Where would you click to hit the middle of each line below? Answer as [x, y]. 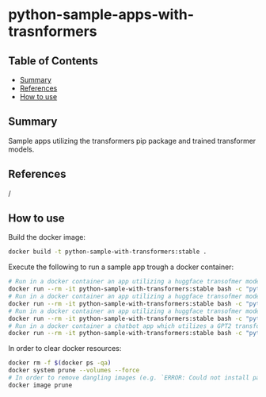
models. [21, 149]
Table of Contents [53, 61]
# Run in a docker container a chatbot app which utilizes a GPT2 [120, 326]
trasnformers [53, 31]
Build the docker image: [47, 237]
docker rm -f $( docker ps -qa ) [60, 363]
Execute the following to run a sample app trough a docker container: [121, 267]
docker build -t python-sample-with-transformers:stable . [108, 252]
